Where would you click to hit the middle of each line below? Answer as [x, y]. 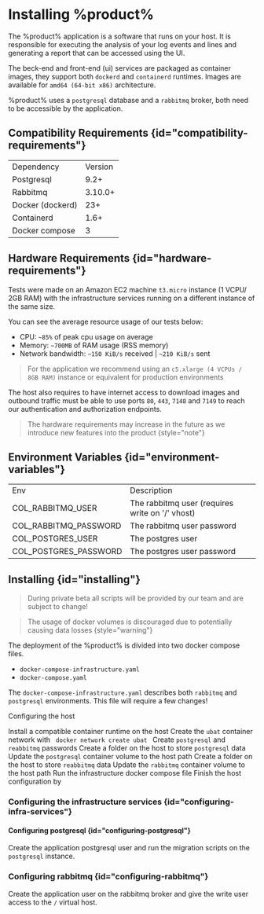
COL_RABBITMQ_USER [55, 508]
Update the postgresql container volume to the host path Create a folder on [130, 757]
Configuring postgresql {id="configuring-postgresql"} [99, 830]
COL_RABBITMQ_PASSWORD [67, 526]
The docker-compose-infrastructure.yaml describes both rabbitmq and [123, 692]
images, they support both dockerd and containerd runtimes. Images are [125, 76]
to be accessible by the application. [66, 108]
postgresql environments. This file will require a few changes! [108, 701]
